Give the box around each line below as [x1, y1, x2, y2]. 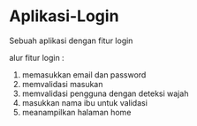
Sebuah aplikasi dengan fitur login [9, 35, 133, 46]
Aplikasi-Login [9, 6, 119, 26]
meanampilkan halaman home [21, 107, 132, 117]
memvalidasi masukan [21, 78, 103, 89]
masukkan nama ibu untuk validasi [21, 97, 148, 107]
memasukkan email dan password [21, 69, 147, 80]
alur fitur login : [9, 52, 64, 63]
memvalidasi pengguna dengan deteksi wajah [21, 88, 189, 99]
